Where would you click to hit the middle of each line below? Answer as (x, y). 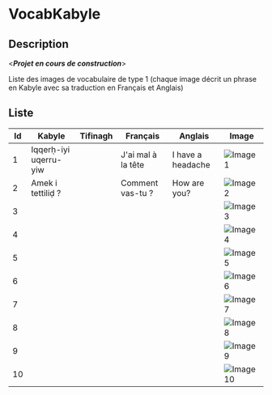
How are (188, 183)
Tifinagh (96, 136)
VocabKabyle (55, 14)
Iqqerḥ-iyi (51, 149)
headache (191, 164)
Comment (140, 183)
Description (38, 44)
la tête (133, 164)
